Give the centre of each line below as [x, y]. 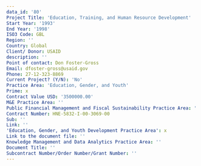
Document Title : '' [31, 147]
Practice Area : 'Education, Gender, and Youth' [68, 86]
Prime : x [17, 91]
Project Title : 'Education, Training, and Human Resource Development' [99, 18]
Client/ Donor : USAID [34, 52]
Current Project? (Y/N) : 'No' [45, 80]
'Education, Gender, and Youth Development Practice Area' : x [87, 131]
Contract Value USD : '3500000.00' [50, 97]
